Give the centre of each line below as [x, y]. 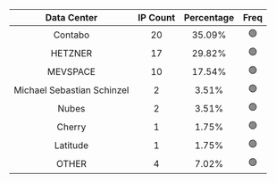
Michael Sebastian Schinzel [71, 90]
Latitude [71, 145]
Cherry [71, 127]
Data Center [71, 17]
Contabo [71, 35]
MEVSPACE [72, 71]
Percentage [209, 17]
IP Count [157, 17]
